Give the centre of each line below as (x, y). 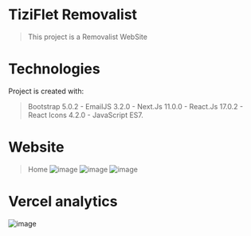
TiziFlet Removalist (73, 15)
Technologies (55, 69)
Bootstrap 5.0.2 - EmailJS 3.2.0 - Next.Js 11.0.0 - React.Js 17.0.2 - (135, 106)
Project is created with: (46, 91)
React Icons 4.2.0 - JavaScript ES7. (85, 115)
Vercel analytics (63, 202)
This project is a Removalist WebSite (87, 37)
